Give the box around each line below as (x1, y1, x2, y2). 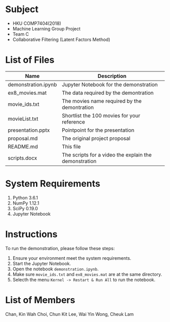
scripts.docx (8, 154, 37, 162)
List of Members (5, 294, 75, 306)
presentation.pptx (8, 127, 50, 134)
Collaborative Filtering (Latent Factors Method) (12, 36, 110, 43)
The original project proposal (61, 135, 131, 142)
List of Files (5, 54, 55, 66)
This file (61, 143, 81, 150)
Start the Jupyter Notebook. (12, 260, 71, 266)
